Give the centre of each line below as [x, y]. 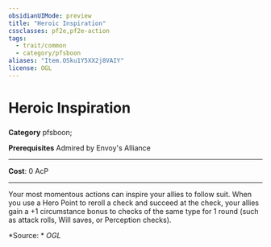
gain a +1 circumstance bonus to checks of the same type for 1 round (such [134, 211]
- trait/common [41, 46]
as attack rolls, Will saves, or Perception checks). [90, 220]
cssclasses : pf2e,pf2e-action [59, 31]
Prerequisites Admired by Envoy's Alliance [79, 148]
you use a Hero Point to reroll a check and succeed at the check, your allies [134, 203]
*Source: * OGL [35, 235]
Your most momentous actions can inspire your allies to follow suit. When [130, 194]
